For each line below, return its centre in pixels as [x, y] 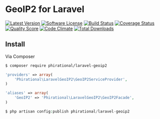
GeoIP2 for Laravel [45, 9]
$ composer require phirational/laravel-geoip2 [56, 66]
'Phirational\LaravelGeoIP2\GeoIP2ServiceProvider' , [71, 79]
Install [15, 44]
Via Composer [20, 56]
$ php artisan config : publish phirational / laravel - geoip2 [67, 111]
